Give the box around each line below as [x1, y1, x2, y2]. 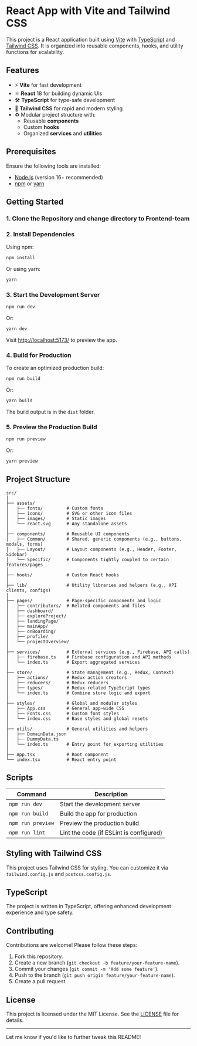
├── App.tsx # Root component [6, 752, 109, 758]
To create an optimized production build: [6, 365, 104, 372]
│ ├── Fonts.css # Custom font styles [6, 711, 119, 716]
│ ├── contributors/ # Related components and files [6, 603, 145, 609]
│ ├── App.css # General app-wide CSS [6, 705, 125, 711]
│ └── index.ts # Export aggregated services [6, 659, 141, 665]
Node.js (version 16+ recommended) [14, 174, 104, 181]
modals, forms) [6, 541, 43, 547]
